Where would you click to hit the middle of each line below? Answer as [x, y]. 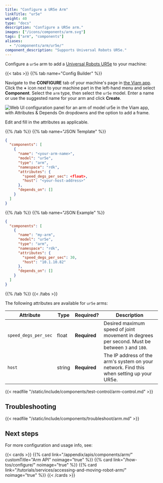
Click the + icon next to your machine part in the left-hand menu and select [80, 88]
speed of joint [119, 329]
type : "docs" [18, 23]
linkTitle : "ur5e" [24, 14]
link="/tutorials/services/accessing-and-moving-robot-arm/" [66, 470]
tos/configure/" [20, 465]
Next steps [22, 433]
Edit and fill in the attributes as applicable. [47, 122]
